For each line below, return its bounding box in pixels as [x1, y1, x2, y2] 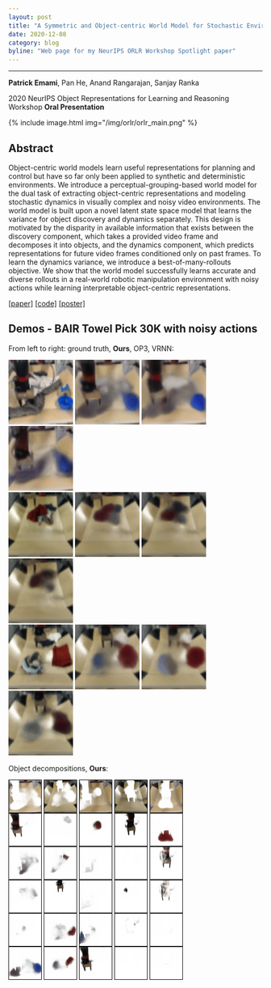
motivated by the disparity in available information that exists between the [8, 222, 254, 232]
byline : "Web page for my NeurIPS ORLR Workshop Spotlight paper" [8, 47, 236, 56]
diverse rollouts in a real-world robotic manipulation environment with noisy [8, 274, 260, 284]
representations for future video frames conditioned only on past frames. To [8, 248, 261, 258]
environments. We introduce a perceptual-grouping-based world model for [8, 179, 257, 189]
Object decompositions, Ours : [8, 763, 109, 773]
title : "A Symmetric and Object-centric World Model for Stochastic [8, 21, 244, 30]
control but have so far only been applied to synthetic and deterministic [8, 171, 246, 181]
